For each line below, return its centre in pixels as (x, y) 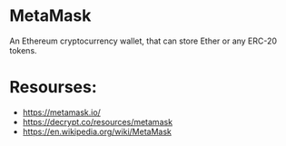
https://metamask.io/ (62, 112)
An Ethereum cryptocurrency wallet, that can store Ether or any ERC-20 (143, 41)
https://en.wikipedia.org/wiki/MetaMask (97, 131)
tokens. (24, 50)
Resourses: (53, 88)
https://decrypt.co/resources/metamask (98, 122)
